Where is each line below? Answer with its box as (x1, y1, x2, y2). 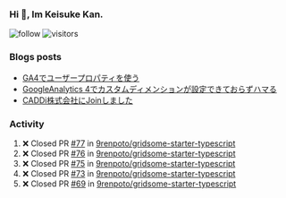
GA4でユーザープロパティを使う (21, 72, 140, 83)
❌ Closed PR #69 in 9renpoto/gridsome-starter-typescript (21, 178, 237, 189)
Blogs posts (9, 51, 63, 64)
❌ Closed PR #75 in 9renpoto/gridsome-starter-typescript (21, 158, 236, 168)
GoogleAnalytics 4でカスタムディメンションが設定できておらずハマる (21, 83, 277, 94)
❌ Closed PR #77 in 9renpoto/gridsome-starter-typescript (21, 138, 236, 149)
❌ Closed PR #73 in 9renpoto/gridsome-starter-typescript (21, 168, 236, 178)
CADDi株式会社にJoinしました (21, 94, 134, 106)
